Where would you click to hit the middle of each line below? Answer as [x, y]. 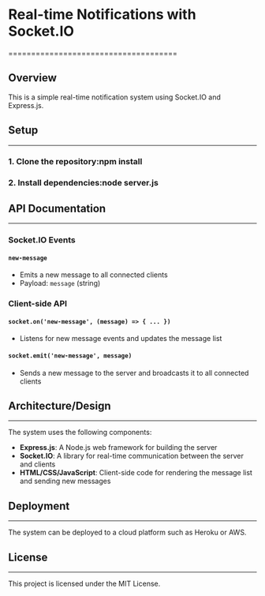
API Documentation [57, 208]
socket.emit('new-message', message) [70, 356]
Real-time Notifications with [102, 15]
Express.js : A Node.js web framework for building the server [118, 448]
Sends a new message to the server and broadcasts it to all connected [134, 373]
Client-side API [38, 304]
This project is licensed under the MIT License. [84, 584]
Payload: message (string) [60, 283]
